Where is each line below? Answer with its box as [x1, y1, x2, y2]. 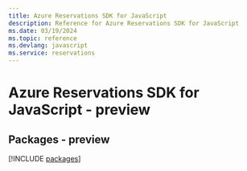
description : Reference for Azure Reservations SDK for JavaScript [8, 19, 240, 27]
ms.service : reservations [8, 49, 95, 57]
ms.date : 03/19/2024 [8, 26, 78, 35]
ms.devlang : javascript [8, 42, 89, 50]
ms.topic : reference [8, 34, 78, 43]
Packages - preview [8, 132, 110, 146]
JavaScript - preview [8, 101, 151, 119]
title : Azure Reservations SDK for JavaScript [8, 11, 167, 20]
